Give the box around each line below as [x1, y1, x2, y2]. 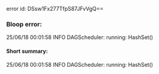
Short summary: [6, 48, 48, 55]
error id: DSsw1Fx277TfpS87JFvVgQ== [6, 5, 104, 12]
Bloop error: [6, 20, 42, 28]
